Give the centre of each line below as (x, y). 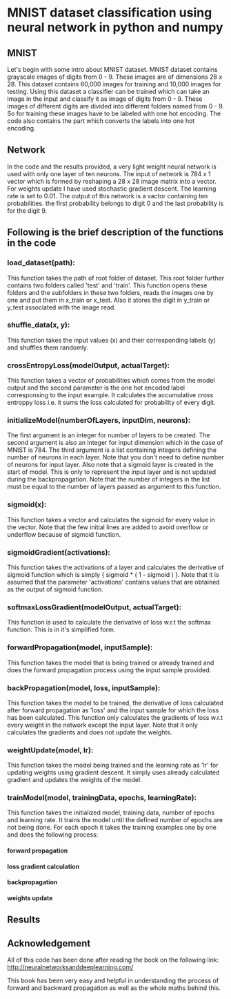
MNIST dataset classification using (110, 13)
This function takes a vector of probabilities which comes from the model (111, 381)
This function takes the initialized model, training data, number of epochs (111, 812)
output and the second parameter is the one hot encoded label (96, 388)
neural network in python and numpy (115, 27)
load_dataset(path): (41, 263)
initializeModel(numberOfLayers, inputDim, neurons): (99, 421)
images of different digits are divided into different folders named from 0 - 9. (116, 106)
